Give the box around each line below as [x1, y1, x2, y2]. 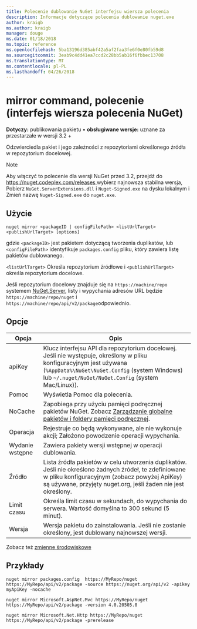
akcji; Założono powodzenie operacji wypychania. [43, 431, 180, 440]
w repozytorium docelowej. [6, 150, 72, 157]
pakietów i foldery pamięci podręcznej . [43, 414, 151, 423]
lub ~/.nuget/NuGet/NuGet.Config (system [43, 373, 158, 382]
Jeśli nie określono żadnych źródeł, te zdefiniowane [43, 465, 186, 473]
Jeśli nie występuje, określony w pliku [43, 351, 148, 359]
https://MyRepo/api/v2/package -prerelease [6, 617, 114, 623]
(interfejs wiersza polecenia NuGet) [6, 106, 184, 120]
